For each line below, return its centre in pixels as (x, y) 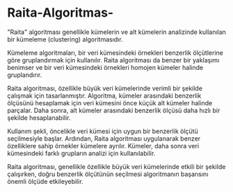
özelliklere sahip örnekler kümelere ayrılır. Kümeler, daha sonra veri (103, 146)
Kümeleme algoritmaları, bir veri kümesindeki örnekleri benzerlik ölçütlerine (115, 53)
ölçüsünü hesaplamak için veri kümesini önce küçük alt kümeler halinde (110, 103)
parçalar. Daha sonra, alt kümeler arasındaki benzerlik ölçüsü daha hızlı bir (114, 110)
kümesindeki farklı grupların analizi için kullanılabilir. (81, 153)
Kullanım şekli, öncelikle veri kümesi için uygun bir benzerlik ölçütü (103, 131)
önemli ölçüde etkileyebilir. (45, 181)
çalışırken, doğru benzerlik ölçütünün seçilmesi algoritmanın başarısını (108, 174)
